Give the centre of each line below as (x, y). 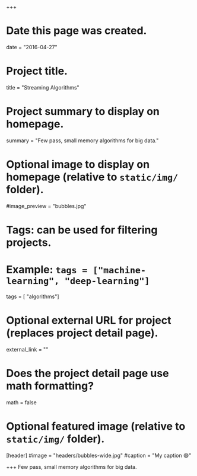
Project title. (37, 71)
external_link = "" (27, 349)
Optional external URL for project (89, 320)
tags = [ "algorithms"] (33, 296)
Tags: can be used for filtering (82, 230)
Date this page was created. (77, 31)
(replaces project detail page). (82, 333)
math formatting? (50, 386)
